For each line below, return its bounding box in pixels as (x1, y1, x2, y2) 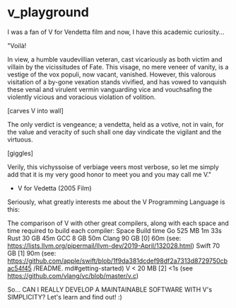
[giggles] (7, 149, 34, 157)
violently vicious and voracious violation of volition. (7, 93, 156, 101)
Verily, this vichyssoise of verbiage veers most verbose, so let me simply (7, 162, 219, 171)
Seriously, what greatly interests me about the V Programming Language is (7, 198, 225, 206)
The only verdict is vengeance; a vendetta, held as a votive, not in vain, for (7, 120, 224, 128)
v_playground (7, 4, 90, 21)
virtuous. (7, 135, 33, 144)
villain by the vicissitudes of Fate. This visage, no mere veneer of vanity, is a (7, 62, 229, 71)
